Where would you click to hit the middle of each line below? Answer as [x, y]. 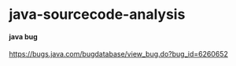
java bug [23, 36]
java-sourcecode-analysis [97, 15]
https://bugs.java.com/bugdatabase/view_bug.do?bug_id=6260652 [119, 54]
